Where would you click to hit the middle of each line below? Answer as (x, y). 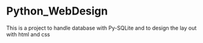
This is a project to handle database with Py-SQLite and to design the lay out (101, 28)
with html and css (28, 34)
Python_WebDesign (57, 11)
